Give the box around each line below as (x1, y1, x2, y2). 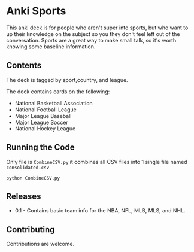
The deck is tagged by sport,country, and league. (6, 76, 128, 83)
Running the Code (6, 142, 75, 153)
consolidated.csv (6, 165, 50, 171)
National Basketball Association (14, 99, 93, 107)
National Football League (14, 106, 77, 113)
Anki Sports (6, 4, 66, 18)
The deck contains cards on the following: (6, 88, 110, 95)
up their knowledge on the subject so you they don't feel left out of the (6, 30, 180, 37)
